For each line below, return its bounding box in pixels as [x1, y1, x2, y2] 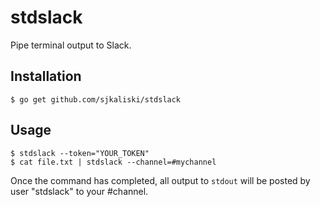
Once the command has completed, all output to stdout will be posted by [10, 174, 311, 186]
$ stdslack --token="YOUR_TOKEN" [10, 148, 150, 158]
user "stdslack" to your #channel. [10, 185, 149, 197]
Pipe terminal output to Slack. [10, 39, 132, 51]
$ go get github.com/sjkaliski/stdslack [10, 94, 182, 105]
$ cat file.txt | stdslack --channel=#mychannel [10, 157, 217, 167]
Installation [10, 68, 82, 85]
